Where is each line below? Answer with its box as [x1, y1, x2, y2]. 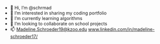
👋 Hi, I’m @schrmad [10, 5, 52, 10]
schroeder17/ [10, 33, 38, 39]
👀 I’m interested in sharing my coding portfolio [10, 10, 107, 16]
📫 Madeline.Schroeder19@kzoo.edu [10, 26, 87, 32]
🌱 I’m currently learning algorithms [10, 15, 83, 21]
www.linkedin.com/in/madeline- [88, 26, 155, 32]
